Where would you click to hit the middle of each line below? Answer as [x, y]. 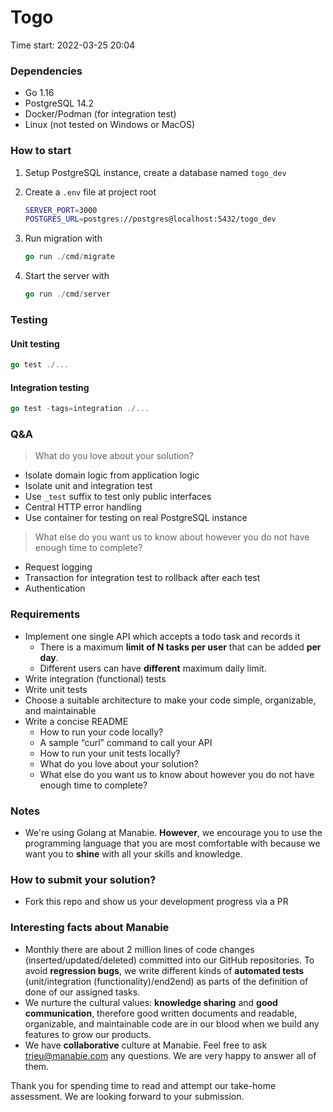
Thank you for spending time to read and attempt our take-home [143, 1085]
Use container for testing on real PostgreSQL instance [136, 518]
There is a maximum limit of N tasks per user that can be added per [180, 647]
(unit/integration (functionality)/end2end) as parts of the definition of [166, 981]
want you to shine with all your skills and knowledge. [133, 854]
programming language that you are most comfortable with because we [172, 843]
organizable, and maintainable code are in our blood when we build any [172, 1023]
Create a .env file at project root [90, 192]
